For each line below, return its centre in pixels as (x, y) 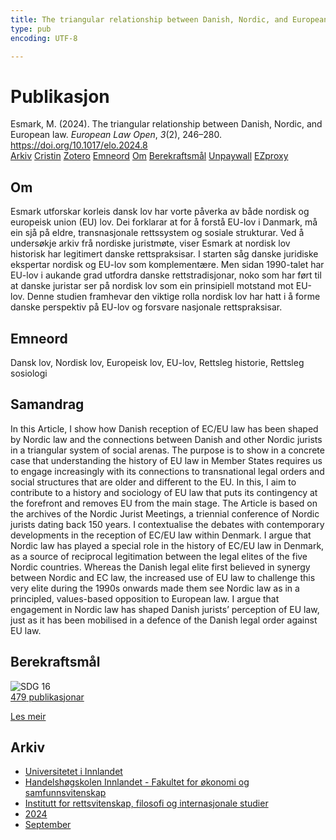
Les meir (28, 716)
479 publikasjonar (47, 697)
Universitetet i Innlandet (73, 772)
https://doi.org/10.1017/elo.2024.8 (79, 145)
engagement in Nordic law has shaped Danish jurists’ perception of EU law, (165, 609)
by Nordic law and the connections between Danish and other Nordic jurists (166, 439)
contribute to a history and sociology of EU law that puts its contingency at (164, 492)
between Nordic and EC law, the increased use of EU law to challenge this (163, 577)
